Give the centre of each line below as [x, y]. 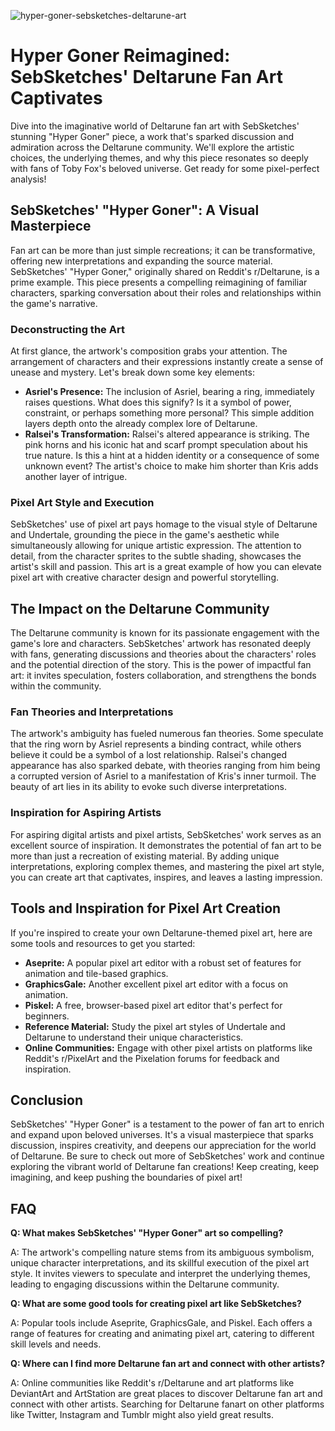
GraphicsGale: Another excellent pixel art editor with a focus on [156, 984]
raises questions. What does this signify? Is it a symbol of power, [158, 402]
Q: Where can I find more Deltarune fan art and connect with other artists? [168, 1364]
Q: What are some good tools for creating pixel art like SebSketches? [156, 1304]
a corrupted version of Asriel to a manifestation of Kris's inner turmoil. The [163, 776]
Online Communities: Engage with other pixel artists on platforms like [168, 1047]
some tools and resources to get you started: [103, 943]
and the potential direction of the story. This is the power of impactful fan [161, 665]
